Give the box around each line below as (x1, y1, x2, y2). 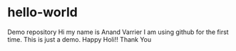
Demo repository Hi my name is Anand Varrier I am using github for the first (7, 28, 230, 36)
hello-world (7, 4, 78, 21)
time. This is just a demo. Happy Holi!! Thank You (7, 35, 152, 43)
